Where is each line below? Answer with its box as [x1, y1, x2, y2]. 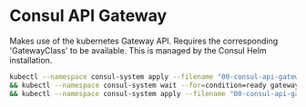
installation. [9, 54, 53, 65]
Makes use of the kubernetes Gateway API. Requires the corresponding [9, 35, 279, 46]
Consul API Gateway [9, 5, 168, 26]
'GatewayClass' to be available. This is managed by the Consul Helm [9, 44, 267, 55]
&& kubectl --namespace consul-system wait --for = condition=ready [9, 81, 267, 90]
